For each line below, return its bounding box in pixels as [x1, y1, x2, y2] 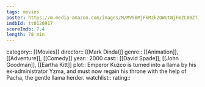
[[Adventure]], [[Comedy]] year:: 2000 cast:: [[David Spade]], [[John [6, 55, 179, 62]
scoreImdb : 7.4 [6, 26, 45, 32]
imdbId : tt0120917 [6, 20, 53, 26]
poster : [6, 15, 26, 21]
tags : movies [6, 9, 40, 15]
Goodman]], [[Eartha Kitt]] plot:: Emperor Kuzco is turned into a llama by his [6, 61, 196, 69]
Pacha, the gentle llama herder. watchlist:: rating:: [6, 74, 131, 82]
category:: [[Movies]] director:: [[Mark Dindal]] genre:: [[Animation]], [6, 48, 179, 55]
